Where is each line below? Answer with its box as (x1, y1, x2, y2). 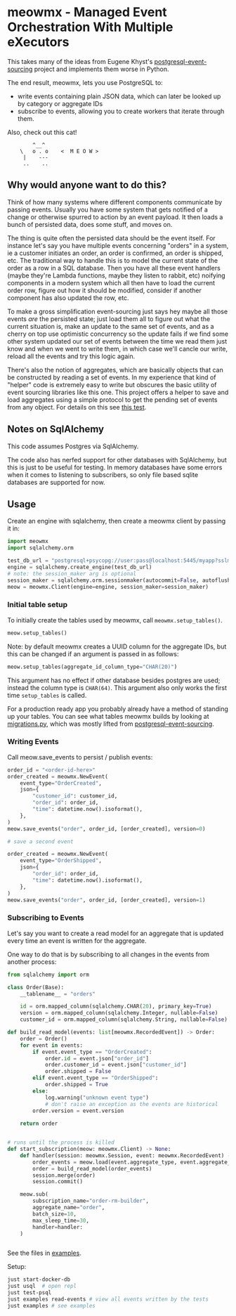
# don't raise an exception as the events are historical (44, 1100, 218, 1107)
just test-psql (7, 1289, 52, 1296)
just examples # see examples (7, 1302, 96, 1309)
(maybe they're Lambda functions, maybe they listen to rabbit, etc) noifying (7, 271, 226, 280)
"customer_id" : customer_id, (32, 793, 118, 800)
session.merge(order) (32, 1171, 96, 1179)
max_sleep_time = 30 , (32, 1217, 90, 1224)
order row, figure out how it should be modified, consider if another (7, 286, 202, 294)
